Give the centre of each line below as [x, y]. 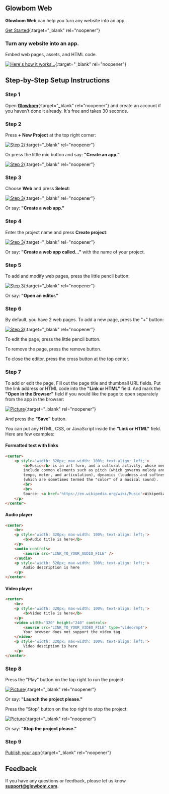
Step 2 [13, 124]
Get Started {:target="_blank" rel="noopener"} [53, 30]
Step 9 [13, 741]
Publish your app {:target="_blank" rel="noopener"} [58, 753]
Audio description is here [52, 568]
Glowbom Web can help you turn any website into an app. [65, 20]
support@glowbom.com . [32, 786]
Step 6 [13, 308]
